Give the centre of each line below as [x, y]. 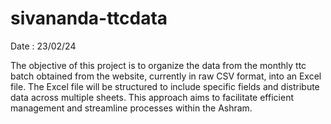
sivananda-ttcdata [89, 18]
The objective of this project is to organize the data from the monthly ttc [158, 65]
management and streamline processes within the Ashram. [131, 108]
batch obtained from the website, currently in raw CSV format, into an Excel [166, 76]
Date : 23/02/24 [43, 46]
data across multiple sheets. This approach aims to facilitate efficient [152, 97]
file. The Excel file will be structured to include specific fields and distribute [165, 86]
